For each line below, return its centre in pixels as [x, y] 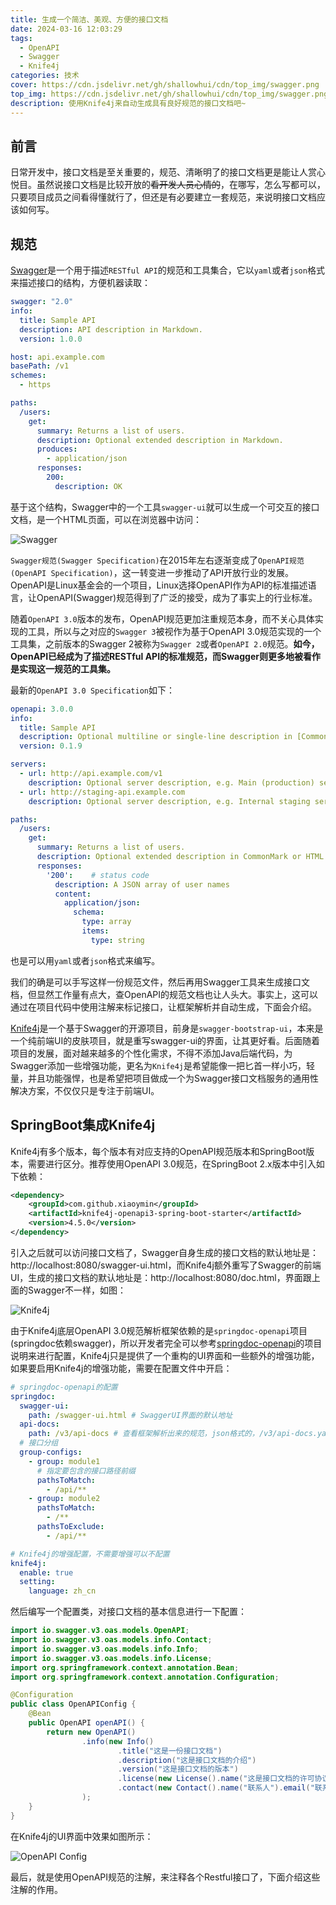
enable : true [46, 1572]
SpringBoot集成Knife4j [83, 1125]
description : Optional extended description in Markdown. [160, 440]
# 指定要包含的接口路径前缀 [86, 1471]
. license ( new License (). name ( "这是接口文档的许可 [216, 1779]
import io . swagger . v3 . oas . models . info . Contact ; [111, 1640]
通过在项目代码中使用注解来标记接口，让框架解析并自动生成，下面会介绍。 [163, 1007]
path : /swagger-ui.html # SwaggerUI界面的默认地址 [130, 1415]
